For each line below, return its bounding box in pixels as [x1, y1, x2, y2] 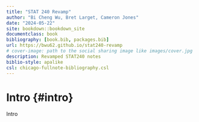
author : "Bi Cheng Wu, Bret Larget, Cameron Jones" [6, 14, 139, 20]
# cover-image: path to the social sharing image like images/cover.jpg [6, 48, 193, 54]
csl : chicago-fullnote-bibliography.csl [6, 64, 110, 71]
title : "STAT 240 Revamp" [6, 8, 71, 15]
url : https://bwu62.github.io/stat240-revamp [6, 43, 122, 49]
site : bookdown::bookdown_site [6, 25, 85, 32]
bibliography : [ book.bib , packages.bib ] [6, 37, 110, 43]
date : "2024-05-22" [6, 20, 55, 26]
